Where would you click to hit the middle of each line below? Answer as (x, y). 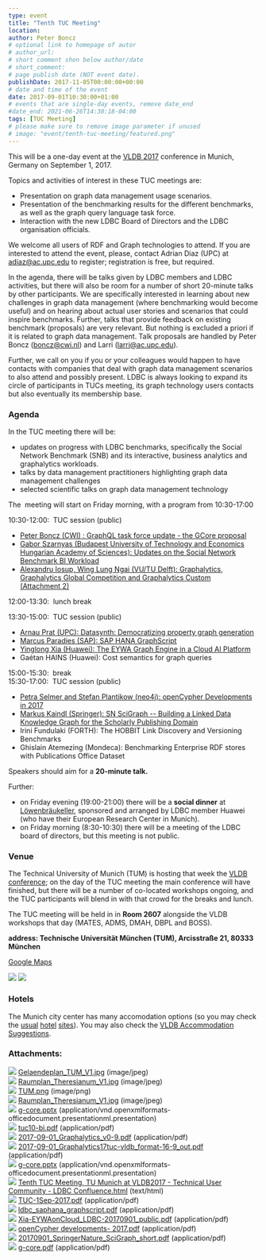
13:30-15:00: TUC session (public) (65, 616)
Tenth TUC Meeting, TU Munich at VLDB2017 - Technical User (120, 1182)
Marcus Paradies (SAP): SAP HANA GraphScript (98, 640)
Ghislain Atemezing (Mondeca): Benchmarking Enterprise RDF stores (133, 747)
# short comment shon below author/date (76, 60)
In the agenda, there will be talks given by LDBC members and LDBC (120, 277)
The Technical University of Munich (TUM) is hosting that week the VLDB (128, 874)
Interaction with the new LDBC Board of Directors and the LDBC (124, 221)
